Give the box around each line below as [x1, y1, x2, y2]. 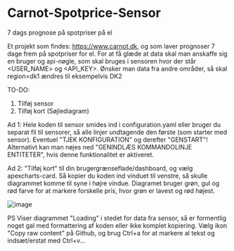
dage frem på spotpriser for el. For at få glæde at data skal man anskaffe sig [7, 49, 228, 58]
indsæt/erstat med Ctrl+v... [7, 236, 86, 245]
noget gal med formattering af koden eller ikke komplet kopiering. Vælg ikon [7, 221, 228, 230]
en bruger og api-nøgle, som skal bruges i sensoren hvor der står [7, 56, 197, 65]
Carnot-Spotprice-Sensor [7, 5, 162, 21]
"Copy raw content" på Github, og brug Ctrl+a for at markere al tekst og [7, 228, 216, 237]
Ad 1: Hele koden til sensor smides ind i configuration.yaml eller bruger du [7, 120, 221, 128]
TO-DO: [7, 85, 30, 94]
